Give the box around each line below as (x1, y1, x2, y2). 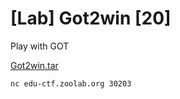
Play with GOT (10, 40, 70, 52)
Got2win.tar (10, 59, 59, 71)
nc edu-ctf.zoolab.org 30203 (10, 78, 132, 89)
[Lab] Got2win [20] (10, 7, 172, 30)
